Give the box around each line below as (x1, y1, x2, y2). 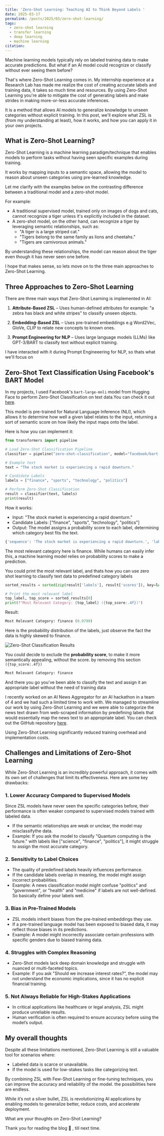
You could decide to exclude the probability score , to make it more (5, 652, 140, 658)
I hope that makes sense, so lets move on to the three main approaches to (5, 263, 154, 269)
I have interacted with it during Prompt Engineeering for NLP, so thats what (5, 349, 156, 355)
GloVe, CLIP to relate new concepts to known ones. (12, 325, 116, 331)
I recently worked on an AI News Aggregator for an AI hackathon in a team (5, 694, 155, 700)
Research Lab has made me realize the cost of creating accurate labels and (5, 82, 157, 88)
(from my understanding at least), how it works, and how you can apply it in (5, 117, 157, 123)
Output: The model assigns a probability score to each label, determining (12, 524, 159, 530)
